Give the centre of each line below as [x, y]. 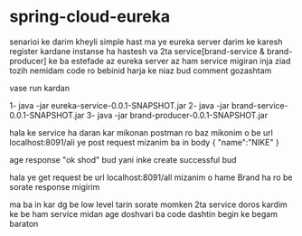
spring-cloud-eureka [90, 17]
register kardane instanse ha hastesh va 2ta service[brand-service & [137, 51]
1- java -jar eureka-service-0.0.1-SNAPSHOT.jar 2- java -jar [120, 105]
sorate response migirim [55, 186]
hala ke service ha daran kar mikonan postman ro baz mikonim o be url [141, 132]
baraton [24, 223]
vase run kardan [40, 88]
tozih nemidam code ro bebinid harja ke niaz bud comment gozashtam [141, 71]
